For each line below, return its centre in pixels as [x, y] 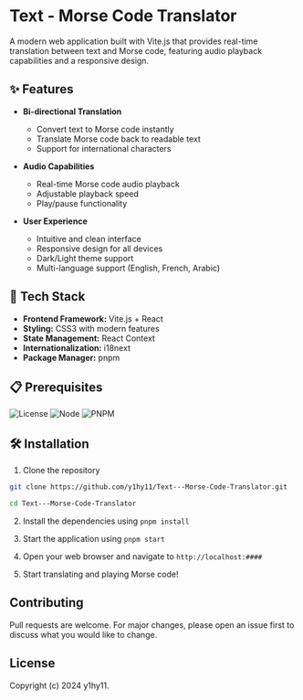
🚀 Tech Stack [47, 297]
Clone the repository [61, 471]
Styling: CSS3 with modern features [91, 328]
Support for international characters [104, 148]
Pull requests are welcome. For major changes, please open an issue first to [152, 625]
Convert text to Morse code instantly [105, 129]
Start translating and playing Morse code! [100, 574]
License [32, 663]
